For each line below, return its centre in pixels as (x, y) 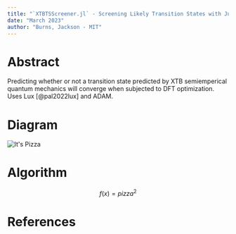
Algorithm (37, 173)
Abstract (33, 62)
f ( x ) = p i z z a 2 (118, 193)
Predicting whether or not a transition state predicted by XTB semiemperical (117, 81)
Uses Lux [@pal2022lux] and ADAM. (60, 97)
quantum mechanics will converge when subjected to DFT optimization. (111, 89)
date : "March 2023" (36, 20)
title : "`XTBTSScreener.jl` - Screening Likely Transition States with (114, 14)
